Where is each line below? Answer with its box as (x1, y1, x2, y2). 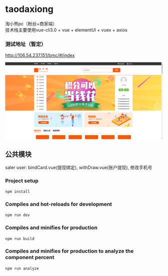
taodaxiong (5, 3, 53, 15)
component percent (5, 254, 54, 261)
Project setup (5, 177, 38, 184)
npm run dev (5, 212, 30, 218)
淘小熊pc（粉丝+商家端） (5, 20, 57, 26)
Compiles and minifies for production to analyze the (5, 247, 134, 254)
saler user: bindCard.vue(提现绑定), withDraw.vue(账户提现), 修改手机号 (5, 164, 152, 170)
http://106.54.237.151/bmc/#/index (5, 52, 75, 58)
